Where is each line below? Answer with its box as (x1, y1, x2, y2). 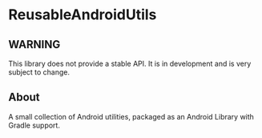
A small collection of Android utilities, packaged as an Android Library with (8, 112, 255, 121)
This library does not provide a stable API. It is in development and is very (8, 59, 252, 68)
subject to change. (8, 67, 71, 77)
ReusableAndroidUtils (8, 6, 157, 24)
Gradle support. (8, 120, 60, 130)
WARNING (8, 38, 61, 51)
